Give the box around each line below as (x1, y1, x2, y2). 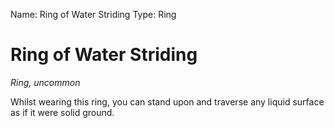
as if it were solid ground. (10, 106, 115, 118)
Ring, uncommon (10, 76, 81, 88)
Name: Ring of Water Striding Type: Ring (10, 9, 177, 20)
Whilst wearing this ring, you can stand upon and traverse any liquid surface (10, 95, 325, 108)
